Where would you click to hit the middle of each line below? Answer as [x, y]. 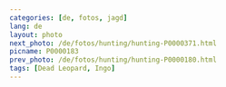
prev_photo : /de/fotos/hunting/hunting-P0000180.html [113, 60]
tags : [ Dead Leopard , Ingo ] [63, 69]
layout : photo [36, 34]
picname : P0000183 [44, 52]
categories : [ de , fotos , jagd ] [69, 18]
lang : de [26, 26]
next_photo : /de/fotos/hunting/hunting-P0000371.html [113, 43]
